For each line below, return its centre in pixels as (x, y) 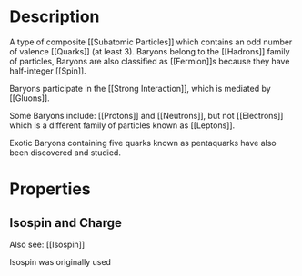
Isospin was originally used (60, 261)
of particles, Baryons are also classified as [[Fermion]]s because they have (150, 61)
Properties (50, 189)
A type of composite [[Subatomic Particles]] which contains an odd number (151, 42)
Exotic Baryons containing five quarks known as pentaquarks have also (143, 143)
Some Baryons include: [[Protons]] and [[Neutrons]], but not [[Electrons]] (146, 115)
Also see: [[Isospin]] (47, 244)
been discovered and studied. (65, 153)
